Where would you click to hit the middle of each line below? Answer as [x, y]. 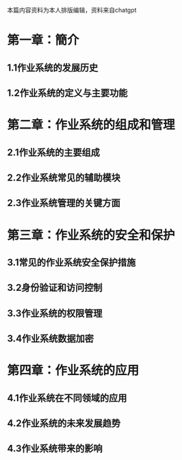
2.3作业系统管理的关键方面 [64, 203]
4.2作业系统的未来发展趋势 [64, 423]
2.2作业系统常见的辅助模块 [64, 178]
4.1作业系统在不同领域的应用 [67, 398]
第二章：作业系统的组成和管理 [91, 125]
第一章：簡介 [43, 40]
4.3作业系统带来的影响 [55, 449]
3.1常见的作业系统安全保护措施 [71, 262]
